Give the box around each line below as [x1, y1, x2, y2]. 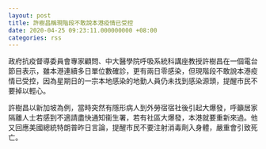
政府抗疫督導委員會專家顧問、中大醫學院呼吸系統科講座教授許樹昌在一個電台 [8, 56, 258, 66]
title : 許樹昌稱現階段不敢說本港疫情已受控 [8, 19, 134, 27]
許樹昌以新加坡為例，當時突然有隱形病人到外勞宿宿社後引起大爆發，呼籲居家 [8, 103, 258, 113]
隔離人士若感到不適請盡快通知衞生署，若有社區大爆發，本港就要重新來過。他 [8, 113, 258, 123]
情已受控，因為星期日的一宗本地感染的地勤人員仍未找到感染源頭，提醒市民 [8, 76, 251, 86]
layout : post [8, 11, 51, 20]
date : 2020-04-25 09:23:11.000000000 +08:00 [8, 26, 158, 34]
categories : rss [8, 33, 62, 42]
